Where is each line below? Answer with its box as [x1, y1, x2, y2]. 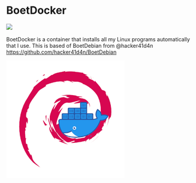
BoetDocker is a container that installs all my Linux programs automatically [6, 35, 191, 42]
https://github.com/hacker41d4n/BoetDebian [6, 48, 117, 56]
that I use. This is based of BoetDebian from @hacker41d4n [6, 42, 153, 49]
